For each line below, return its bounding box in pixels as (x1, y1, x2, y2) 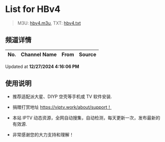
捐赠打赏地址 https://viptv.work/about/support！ (12, 104, 112, 110)
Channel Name (20, 51, 57, 58)
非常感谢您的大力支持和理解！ (12, 131, 74, 137)
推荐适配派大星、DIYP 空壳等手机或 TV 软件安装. (12, 93, 112, 99)
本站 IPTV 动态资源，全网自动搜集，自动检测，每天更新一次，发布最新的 (12, 114, 161, 120)
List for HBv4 (5, 3, 61, 15)
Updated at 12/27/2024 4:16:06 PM (5, 63, 80, 69)
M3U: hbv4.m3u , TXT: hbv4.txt (17, 20, 81, 26)
